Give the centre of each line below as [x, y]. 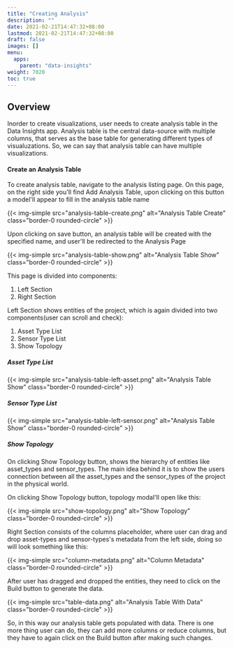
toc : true [22, 79]
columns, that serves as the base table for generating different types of [110, 139]
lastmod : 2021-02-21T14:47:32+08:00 [60, 33]
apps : [22, 59]
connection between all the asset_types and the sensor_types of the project [116, 477]
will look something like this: [48, 547]
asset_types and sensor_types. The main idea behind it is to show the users [116, 469]
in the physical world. [38, 484]
